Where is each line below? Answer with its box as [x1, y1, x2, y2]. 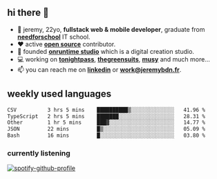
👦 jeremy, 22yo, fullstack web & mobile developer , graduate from [17, 25, 205, 33]
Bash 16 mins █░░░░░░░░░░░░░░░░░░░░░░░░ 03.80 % [7, 132, 206, 139]
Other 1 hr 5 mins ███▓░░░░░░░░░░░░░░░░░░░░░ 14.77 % [7, 119, 206, 126]
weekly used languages [7, 88, 112, 100]
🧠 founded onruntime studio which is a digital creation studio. [17, 47, 195, 55]
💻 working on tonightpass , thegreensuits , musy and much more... [17, 55, 211, 63]
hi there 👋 [7, 7, 50, 19]
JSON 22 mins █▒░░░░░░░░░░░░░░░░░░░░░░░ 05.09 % [7, 126, 206, 133]
